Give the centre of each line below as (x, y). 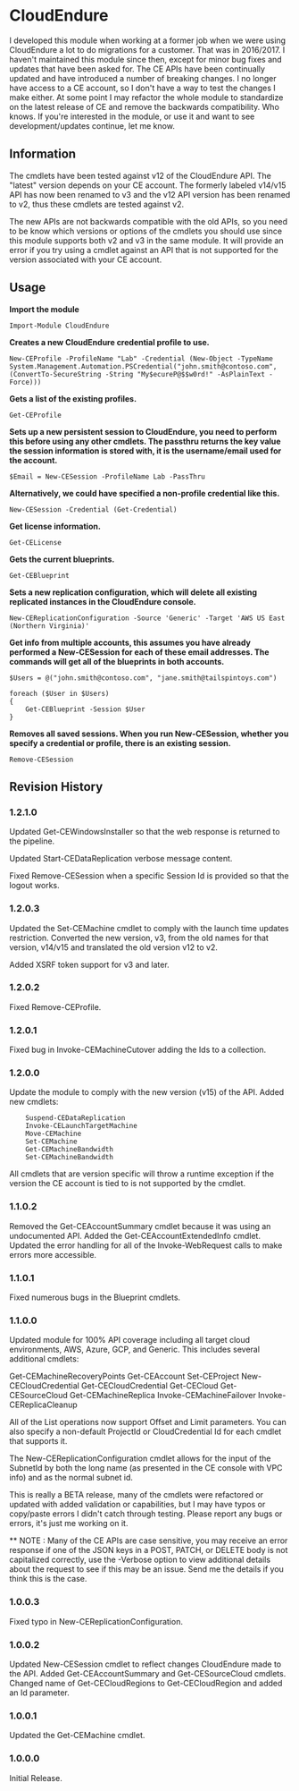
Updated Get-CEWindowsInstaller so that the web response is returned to (145, 832)
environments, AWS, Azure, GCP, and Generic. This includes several (135, 1350)
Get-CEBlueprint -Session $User (85, 709)
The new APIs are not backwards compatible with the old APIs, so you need (149, 221)
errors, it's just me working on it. (69, 1524)
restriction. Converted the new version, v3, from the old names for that (139, 938)
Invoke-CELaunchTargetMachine (82, 1126)
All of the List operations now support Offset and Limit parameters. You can (148, 1422)
